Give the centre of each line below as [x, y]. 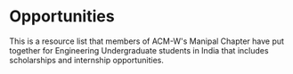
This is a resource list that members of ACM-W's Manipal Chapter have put [147, 41]
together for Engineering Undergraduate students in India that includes [139, 50]
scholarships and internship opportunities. [87, 60]
